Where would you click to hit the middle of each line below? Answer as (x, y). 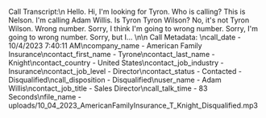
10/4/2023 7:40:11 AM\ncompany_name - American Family (106, 46)
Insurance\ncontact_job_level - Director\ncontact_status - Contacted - (125, 71)
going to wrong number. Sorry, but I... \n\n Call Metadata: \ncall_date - (125, 37)
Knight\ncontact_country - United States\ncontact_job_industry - (116, 63)
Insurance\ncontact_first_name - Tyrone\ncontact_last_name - (112, 54)
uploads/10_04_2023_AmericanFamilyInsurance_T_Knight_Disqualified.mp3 (133, 105)
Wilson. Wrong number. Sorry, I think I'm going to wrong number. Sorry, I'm (133, 28)
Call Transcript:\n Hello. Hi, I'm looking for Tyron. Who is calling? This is (127, 12)
